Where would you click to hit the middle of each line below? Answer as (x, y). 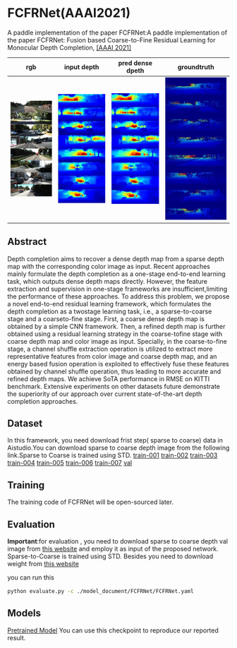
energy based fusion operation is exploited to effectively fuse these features (118, 364)
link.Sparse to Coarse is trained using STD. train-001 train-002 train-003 (113, 455)
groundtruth (196, 67)
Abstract (27, 242)
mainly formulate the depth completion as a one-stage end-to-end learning (116, 274)
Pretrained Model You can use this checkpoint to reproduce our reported (113, 630)
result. (17, 637)
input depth (81, 67)
